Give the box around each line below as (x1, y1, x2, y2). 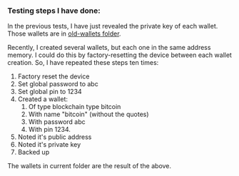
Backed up (17, 148, 50, 157)
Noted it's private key (17, 140, 81, 149)
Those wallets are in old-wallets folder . (7, 29, 121, 38)
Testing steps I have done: (7, 6, 101, 16)
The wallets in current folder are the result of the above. (7, 162, 172, 170)
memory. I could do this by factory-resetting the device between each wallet (7, 51, 232, 59)
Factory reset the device (17, 72, 90, 81)
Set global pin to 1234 (17, 88, 82, 96)
